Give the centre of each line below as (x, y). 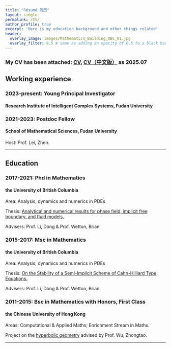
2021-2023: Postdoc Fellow (40, 119)
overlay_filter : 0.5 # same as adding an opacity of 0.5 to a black (84, 43)
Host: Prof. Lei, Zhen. (27, 142)
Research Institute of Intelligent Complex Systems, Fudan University (79, 106)
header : (13, 34)
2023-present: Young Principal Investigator (60, 94)
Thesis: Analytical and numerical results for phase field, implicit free (76, 211)
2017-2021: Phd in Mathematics (45, 178)
